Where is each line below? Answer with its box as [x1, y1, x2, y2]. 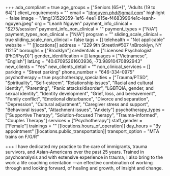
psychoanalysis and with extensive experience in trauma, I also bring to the [5, 154, 163, 160]
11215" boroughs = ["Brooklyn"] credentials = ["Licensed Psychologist [5, 48, 152, 53]
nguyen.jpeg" [5, 20, 34, 26]
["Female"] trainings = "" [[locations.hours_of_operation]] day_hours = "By [5, 123, 161, 129]
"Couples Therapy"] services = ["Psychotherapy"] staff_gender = [5, 118, 143, 123]
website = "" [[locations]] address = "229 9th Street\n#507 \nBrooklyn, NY [5, 42, 162, 48]
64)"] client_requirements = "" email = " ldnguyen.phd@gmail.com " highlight [5, 10, 165, 16]
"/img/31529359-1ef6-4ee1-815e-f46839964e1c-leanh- [39, 15, 156, 21]
